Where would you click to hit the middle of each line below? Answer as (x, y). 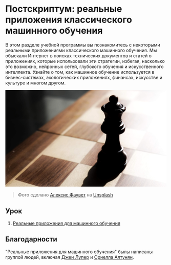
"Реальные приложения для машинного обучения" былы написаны (79, 252)
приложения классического (69, 20)
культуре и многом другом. (36, 83)
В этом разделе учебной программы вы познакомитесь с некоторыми (83, 45)
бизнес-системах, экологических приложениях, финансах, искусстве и (84, 77)
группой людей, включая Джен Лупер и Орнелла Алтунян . (70, 257)
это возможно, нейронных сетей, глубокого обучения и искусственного (84, 67)
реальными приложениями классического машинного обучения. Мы (81, 50)
